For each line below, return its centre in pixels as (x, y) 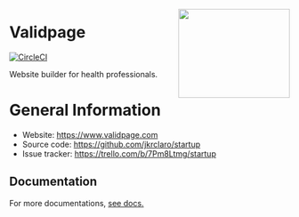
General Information (85, 110)
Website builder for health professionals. (84, 74)
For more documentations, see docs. (77, 203)
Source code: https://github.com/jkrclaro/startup (111, 144)
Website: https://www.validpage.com (90, 134)
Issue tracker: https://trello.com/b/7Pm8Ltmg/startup (119, 153)
